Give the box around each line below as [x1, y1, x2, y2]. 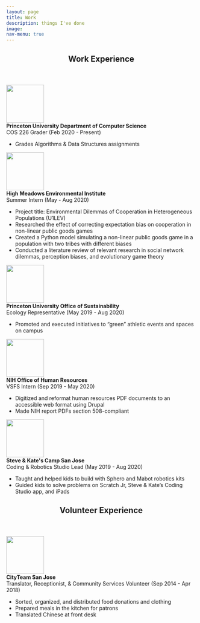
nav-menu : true [6, 31, 45, 37]
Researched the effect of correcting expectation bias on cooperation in [14, 221, 192, 228]
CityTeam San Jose [6, 573, 56, 581]
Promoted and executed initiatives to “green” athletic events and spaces [14, 320, 194, 328]
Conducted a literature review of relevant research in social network [14, 246, 184, 254]
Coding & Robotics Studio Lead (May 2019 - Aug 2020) [6, 463, 143, 470]
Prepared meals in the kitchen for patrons [14, 604, 119, 612]
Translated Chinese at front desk [14, 611, 96, 618]
